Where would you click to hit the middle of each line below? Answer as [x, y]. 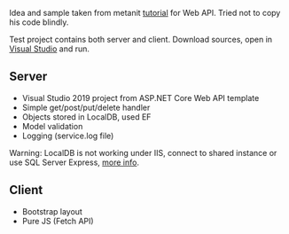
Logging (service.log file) [68, 136]
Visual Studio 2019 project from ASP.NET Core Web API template [141, 97]
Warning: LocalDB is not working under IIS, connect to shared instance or [143, 152]
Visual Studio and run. [50, 49]
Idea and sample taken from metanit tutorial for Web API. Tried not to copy [145, 13]
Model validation [52, 126]
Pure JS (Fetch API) [58, 221]
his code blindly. [39, 22]
